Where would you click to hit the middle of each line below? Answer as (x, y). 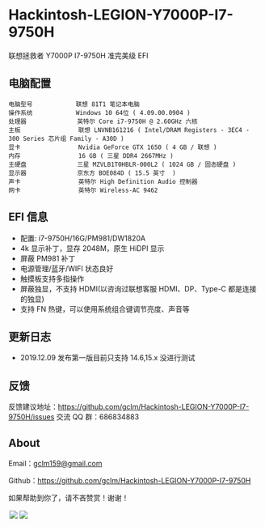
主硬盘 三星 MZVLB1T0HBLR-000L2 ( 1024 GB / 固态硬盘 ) (122, 164)
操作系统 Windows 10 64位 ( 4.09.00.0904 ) (100, 113)
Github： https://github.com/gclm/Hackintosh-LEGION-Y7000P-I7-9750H (130, 480)
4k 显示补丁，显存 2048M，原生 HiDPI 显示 (92, 248)
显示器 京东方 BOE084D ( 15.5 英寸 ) (92, 173)
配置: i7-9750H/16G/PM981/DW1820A (83, 238)
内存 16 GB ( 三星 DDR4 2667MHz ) (91, 155)
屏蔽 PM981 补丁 (48, 258)
